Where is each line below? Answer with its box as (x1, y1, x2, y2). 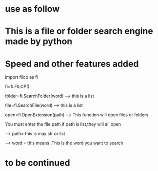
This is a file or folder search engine (5, 26, 154, 37)
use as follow (5, 3, 60, 15)
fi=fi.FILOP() (5, 84, 30, 89)
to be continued (5, 157, 70, 168)
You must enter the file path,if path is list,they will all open (5, 121, 121, 127)
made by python (5, 36, 73, 47)
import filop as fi (5, 74, 38, 80)
